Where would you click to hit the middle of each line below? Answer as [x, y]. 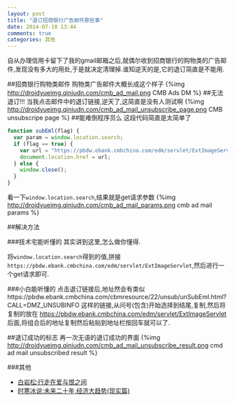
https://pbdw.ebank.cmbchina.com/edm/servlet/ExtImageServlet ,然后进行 [113, 265]
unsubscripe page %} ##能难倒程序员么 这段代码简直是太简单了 [99, 118]
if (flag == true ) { [43, 144]
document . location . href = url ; [65, 157]
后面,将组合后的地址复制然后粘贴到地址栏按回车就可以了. [89, 323]
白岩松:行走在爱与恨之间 [52, 382]
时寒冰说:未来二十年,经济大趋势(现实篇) [74, 391]
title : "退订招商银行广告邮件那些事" [55, 20]
